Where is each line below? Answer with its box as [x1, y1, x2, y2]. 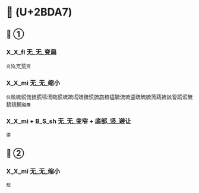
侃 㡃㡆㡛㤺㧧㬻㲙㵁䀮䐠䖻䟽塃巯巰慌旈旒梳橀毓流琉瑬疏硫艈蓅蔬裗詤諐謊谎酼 [6, 93, 193, 100]
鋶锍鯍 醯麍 [6, 101, 31, 108]
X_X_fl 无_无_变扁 [6, 48, 57, 56]
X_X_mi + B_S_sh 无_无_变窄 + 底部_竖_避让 [6, 117, 132, 125]
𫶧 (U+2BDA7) [6, 5, 72, 19]
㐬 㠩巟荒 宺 [6, 62, 31, 69]
